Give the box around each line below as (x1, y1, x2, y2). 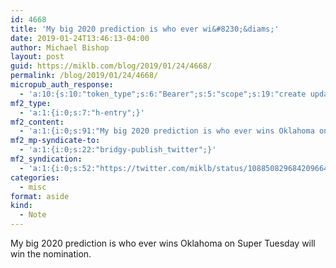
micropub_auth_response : (10, 80, 114, 90)
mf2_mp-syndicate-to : (10, 136, 101, 146)
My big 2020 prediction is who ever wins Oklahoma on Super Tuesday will (10, 237, 316, 249)
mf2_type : (10, 98, 52, 108)
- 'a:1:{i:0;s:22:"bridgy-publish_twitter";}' (19, 145, 217, 155)
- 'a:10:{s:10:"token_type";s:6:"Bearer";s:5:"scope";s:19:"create (19, 89, 307, 99)
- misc (19, 182, 47, 192)
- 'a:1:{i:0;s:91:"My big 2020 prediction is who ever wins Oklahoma (19, 126, 315, 136)
